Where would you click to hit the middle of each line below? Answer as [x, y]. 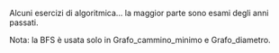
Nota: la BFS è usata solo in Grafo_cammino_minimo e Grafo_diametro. [140, 40]
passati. [24, 22]
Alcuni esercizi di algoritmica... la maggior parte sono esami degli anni [139, 13]
